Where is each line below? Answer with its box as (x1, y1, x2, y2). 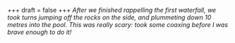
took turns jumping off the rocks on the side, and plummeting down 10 (7, 13, 212, 21)
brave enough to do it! (7, 28, 72, 36)
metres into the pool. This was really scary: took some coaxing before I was (7, 21, 228, 28)
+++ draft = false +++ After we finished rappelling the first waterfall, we (7, 6, 217, 14)
